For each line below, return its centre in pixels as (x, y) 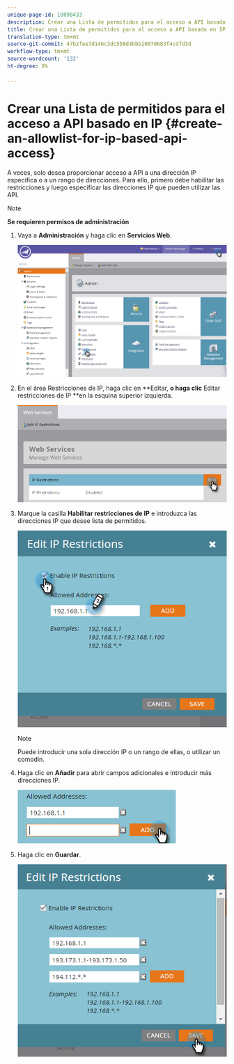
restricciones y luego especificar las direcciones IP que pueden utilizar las (114, 187)
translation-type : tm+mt (43, 37)
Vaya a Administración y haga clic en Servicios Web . (94, 235)
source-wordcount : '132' (43, 59)
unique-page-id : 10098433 (45, 15)
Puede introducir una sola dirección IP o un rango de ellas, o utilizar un (119, 752)
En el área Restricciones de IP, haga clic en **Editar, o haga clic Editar (119, 388)
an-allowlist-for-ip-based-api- (97, 138)
